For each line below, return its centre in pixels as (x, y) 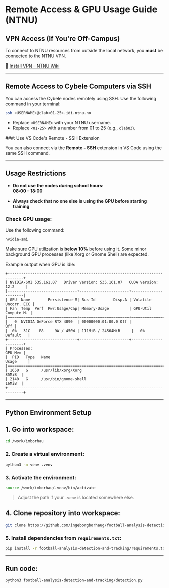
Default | (18, 335)
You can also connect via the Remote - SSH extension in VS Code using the (84, 148)
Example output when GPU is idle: (40, 264)
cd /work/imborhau (24, 441)
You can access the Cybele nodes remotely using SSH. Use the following (81, 98)
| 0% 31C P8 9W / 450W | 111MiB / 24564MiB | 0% (75, 331)
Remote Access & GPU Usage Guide (81, 9)
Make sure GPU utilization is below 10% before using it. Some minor (76, 249)
